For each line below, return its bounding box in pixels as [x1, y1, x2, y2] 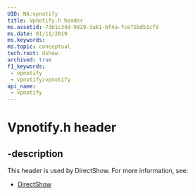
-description [7, 148, 63, 160]
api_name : [7, 83, 37, 90]
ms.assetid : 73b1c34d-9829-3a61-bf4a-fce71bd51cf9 [7, 23, 159, 30]
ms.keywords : [7, 37, 46, 44]
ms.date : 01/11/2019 [7, 30, 68, 37]
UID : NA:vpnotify [7, 10, 58, 18]
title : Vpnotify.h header [7, 17, 83, 24]
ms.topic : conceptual [7, 43, 71, 50]
